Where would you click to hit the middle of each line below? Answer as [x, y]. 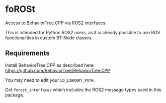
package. [15, 95]
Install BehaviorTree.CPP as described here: [50, 65]
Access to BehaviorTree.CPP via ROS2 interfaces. [56, 23]
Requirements [27, 53]
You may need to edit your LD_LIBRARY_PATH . [50, 80]
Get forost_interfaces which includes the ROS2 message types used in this [83, 90]
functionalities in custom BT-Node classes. [49, 38]
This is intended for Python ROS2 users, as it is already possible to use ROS [83, 32]
